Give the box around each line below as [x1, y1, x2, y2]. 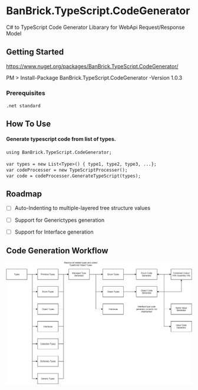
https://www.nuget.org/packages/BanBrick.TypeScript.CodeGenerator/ [6, 63, 179, 70]
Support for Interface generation [14, 228, 94, 235]
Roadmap [6, 189, 42, 199]
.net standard [6, 103, 41, 109]
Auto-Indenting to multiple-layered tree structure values [14, 205, 151, 212]
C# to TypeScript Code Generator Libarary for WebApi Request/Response [6, 24, 185, 31]
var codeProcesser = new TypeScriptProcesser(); [6, 167, 128, 173]
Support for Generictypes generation [14, 217, 105, 224]
